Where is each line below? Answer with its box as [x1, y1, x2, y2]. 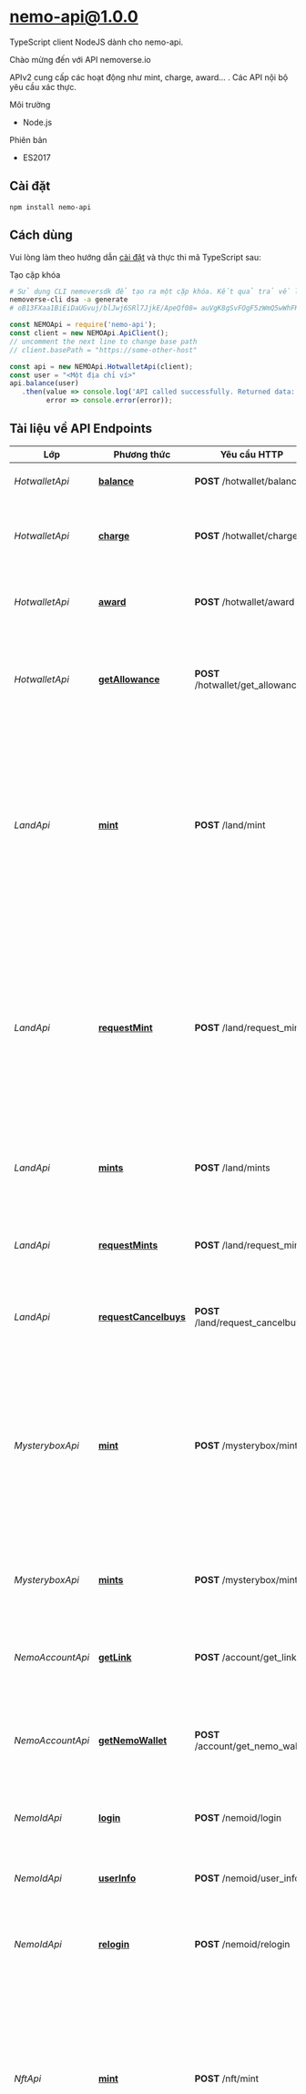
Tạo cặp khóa [9, 269, 61, 280]
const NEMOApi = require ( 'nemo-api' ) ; [9, 321, 157, 330]
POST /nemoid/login [194, 1811, 282, 1823]
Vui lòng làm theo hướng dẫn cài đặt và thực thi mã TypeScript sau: [9, 251, 261, 262]
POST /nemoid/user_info [194, 1872, 301, 1885]
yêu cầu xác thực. [9, 81, 77, 92]
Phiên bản [9, 134, 47, 145]
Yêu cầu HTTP [219, 448, 284, 461]
